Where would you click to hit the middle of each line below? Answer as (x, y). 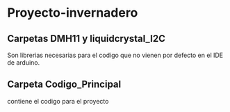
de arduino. (24, 63)
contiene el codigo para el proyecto (58, 101)
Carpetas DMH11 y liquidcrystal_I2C (86, 39)
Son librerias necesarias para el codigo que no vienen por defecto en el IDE (115, 55)
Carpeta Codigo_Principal (64, 85)
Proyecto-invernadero (73, 13)
